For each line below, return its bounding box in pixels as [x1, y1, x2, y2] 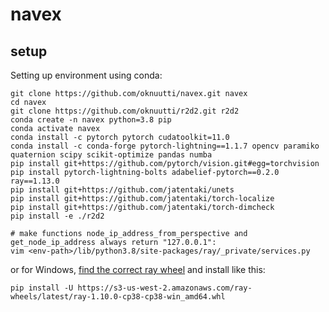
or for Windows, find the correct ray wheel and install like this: [10, 264, 266, 275]
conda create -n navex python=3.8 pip [10, 115, 172, 125]
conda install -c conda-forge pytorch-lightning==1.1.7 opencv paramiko [10, 141, 320, 151]
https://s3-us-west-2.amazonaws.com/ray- [77, 283, 253, 293]
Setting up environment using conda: [10, 69, 163, 81]
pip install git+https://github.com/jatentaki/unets [10, 185, 235, 195]
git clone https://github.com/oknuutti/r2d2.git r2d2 [10, 106, 240, 116]
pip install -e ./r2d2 [10, 211, 105, 221]
